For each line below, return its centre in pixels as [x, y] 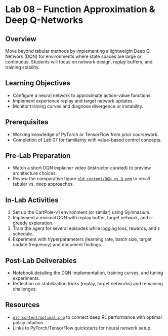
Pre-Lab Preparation [38, 156]
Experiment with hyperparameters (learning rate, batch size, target [82, 239]
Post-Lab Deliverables [41, 261]
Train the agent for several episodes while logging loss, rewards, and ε [86, 228]
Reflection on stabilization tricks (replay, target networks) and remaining [88, 284]
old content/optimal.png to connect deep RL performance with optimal [87, 317]
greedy [20, 223]
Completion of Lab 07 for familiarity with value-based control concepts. [87, 140]
